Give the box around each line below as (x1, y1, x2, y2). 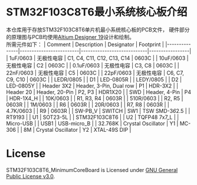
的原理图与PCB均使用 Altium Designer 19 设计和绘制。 (6, 33, 134, 40)
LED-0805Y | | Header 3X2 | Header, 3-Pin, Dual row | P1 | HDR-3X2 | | (6, 82, 179, 89)
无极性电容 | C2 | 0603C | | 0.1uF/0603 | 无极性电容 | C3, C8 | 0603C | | (6, 61, 180, 69)
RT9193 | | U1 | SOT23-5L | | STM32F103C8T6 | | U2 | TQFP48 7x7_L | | (6, 113, 179, 121)
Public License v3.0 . (6, 173, 55, 180)
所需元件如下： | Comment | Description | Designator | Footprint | (6, 41, 164, 48)
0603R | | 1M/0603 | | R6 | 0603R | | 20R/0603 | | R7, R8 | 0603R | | (6, 101, 170, 108)
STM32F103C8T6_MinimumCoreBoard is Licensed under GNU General (6, 166, 178, 173)
